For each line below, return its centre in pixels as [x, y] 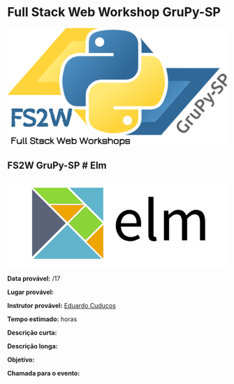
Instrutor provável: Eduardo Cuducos [62, 305]
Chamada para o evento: [44, 373]
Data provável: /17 [34, 278]
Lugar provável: [31, 292]
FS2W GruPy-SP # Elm [57, 166]
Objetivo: [21, 360]
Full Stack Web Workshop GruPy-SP [114, 12]
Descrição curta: [32, 332]
